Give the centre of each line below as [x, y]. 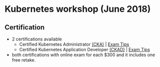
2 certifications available [37, 39]
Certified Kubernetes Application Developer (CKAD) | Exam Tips [84, 50]
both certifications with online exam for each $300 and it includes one [83, 55]
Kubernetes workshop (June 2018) [78, 9]
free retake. [24, 60]
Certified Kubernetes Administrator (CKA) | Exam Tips [74, 44]
